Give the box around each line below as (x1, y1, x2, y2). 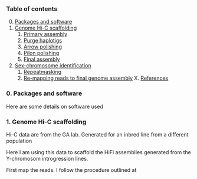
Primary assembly (23, 31, 68, 38)
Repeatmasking (23, 69, 62, 76)
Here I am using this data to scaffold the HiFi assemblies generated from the (6, 148, 192, 155)
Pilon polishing (23, 50, 60, 57)
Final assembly (23, 56, 60, 63)
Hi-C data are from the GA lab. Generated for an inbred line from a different (6, 131, 189, 138)
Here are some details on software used (6, 103, 103, 110)
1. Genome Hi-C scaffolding (6, 118, 87, 126)
